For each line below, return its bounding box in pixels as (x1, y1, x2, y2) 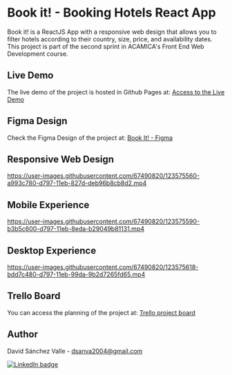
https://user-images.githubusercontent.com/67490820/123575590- (7, 217, 200, 225)
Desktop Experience (7, 245, 97, 256)
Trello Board (7, 290, 61, 302)
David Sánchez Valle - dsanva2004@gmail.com (7, 347, 143, 355)
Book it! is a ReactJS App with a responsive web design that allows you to (7, 28, 217, 36)
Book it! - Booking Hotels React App (7, 5, 216, 21)
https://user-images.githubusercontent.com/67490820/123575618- (7, 263, 199, 271)
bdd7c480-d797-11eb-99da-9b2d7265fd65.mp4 (7, 270, 146, 278)
